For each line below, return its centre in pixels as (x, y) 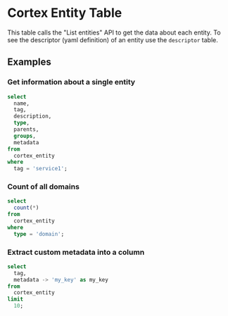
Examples (29, 62)
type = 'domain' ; (39, 234)
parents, (26, 129)
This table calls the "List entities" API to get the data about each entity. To (114, 32)
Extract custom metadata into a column (76, 252)
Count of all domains (43, 187)
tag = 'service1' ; (41, 169)
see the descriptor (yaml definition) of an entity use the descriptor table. (113, 39)
